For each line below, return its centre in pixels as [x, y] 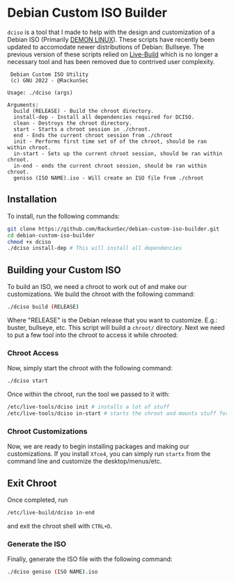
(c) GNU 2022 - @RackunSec [49, 80]
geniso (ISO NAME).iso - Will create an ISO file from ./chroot [109, 178]
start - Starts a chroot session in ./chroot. [82, 129]
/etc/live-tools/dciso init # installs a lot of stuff [88, 407]
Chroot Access [33, 353]
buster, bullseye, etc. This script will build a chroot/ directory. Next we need [116, 327]
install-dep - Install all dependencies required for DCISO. [104, 117]
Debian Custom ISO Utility [49, 74]
